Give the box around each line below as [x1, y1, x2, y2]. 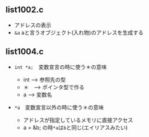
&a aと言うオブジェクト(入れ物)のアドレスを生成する [14, 29, 144, 36]
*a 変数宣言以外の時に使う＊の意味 [14, 103, 104, 111]
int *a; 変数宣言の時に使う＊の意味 [14, 63, 107, 71]
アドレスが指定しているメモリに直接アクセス [23, 116, 133, 123]
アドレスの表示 [14, 21, 51, 29]
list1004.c [5, 47, 44, 57]
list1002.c [5, 5, 44, 15]
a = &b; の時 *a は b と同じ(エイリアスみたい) [23, 124, 128, 131]
